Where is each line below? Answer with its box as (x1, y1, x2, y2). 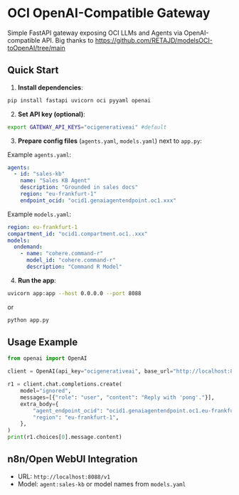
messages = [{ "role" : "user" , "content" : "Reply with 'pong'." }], (20, 393, 215, 401)
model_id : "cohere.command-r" (26, 257, 116, 264)
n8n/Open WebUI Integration (7, 453, 138, 465)
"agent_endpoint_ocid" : (33, 407, 103, 414)
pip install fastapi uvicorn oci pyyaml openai (7, 97, 152, 104)
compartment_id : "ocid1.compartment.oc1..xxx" (7, 230, 148, 238)
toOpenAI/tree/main (7, 43, 65, 52)
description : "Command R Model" (26, 263, 122, 270)
